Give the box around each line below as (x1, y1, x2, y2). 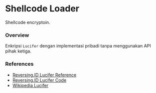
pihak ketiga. (5, 48, 31, 54)
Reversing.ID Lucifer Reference (12, 72, 77, 78)
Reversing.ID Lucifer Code (12, 77, 67, 83)
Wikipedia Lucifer (12, 82, 49, 88)
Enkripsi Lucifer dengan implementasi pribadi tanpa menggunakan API (5, 43, 151, 49)
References (5, 60, 34, 67)
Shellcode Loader (5, 3, 80, 14)
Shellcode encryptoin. (5, 19, 51, 25)
